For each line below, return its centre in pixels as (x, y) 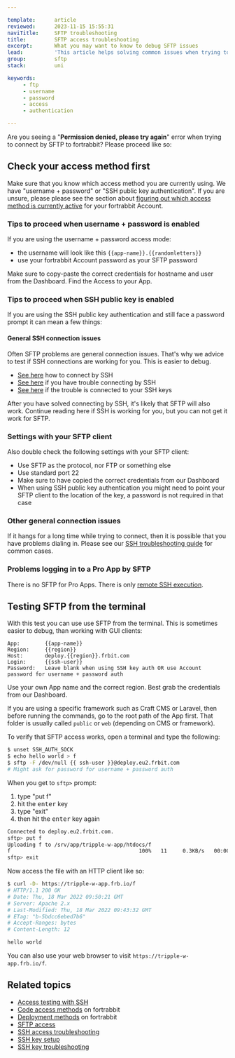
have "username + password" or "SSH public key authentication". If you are (116, 191)
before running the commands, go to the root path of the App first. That (110, 716)
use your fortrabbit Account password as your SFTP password (107, 260)
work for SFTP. (29, 418)
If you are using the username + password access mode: (89, 239)
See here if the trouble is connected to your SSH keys (95, 389)
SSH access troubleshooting (58, 1031)
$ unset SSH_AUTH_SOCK (40, 750)
